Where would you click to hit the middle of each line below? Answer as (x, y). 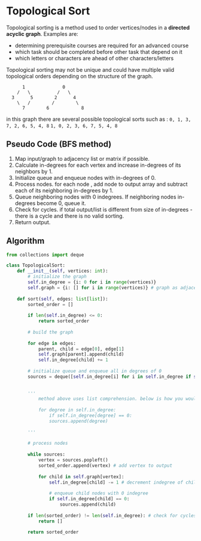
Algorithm (25, 241)
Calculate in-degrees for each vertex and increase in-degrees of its (98, 165)
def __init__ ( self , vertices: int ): (63, 271)
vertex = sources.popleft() (73, 460)
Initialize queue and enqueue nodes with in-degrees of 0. (85, 178)
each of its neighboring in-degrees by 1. (64, 190)
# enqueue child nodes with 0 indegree (98, 493)
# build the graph (51, 332)
